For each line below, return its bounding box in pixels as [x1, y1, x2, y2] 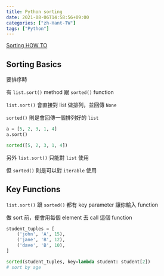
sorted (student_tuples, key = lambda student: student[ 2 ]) [6, 259, 151, 265]
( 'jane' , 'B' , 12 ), [17, 237, 66, 243]
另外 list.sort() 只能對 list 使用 [6, 154, 89, 161]
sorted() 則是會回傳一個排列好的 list [6, 114, 99, 122]
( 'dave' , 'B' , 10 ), [17, 242, 66, 248]
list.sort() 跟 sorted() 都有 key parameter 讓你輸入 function [6, 201, 159, 208]
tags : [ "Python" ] [6, 25, 49, 32]
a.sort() [6, 131, 28, 138]
